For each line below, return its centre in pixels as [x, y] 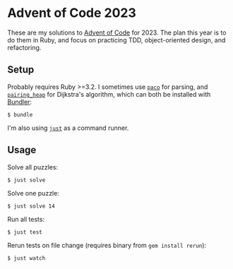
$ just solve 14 [31, 206]
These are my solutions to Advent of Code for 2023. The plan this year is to [117, 32]
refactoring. [24, 47]
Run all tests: [26, 219]
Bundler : [20, 102]
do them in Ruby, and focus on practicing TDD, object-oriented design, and [116, 40]
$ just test [25, 232]
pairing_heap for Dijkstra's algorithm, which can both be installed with [109, 94]
